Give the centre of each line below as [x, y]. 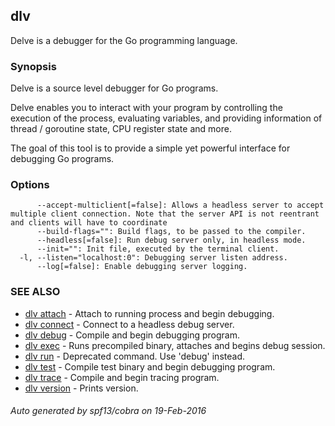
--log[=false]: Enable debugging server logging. [142, 267]
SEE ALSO [35, 292]
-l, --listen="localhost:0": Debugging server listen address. [153, 258]
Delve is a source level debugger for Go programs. [114, 88]
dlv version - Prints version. [81, 388]
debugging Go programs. [62, 159]
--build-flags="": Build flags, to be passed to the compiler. [171, 232]
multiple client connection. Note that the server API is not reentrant [165, 214]
